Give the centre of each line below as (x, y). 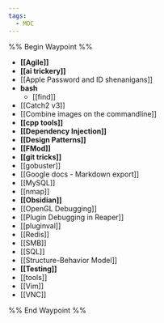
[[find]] (44, 96)
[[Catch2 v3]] (43, 105)
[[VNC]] (33, 294)
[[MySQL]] (38, 182)
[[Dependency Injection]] (63, 131)
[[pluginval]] (40, 225)
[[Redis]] (35, 234)
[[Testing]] (38, 269)
